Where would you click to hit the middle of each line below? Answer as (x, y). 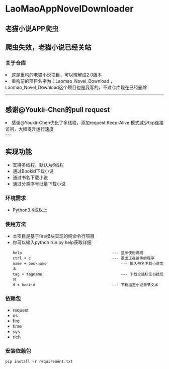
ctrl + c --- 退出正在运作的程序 (83, 258)
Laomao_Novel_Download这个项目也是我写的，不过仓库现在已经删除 (76, 87)
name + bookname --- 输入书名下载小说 (86, 264)
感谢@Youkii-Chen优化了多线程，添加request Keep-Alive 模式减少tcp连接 (88, 123)
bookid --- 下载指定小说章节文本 (90, 285)
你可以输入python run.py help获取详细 (52, 242)
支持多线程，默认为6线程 (38, 165)
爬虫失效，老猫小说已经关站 (48, 47)
